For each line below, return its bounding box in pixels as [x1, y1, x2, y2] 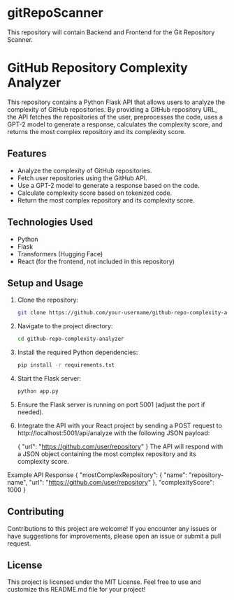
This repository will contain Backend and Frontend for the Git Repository [7, 28, 215, 36]
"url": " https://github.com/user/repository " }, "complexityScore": [29, 478, 215, 486]
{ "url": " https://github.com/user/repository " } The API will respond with [17, 442, 224, 451]
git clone [17, 309, 47, 316]
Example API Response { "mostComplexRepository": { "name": [7, 470, 187, 479]
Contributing [7, 506, 64, 518]
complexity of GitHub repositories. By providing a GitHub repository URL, [7, 105, 217, 113]
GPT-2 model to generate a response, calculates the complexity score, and [7, 120, 223, 129]
